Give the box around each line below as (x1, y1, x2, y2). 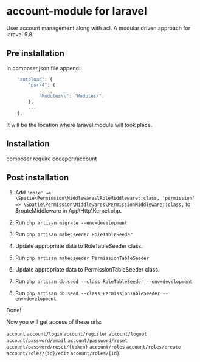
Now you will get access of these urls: (6, 318, 102, 326)
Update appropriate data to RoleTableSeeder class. (15, 242, 143, 250)
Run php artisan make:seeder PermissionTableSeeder (15, 254, 150, 261)
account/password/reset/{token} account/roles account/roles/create (6, 344, 181, 350)
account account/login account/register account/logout (6, 331, 147, 337)
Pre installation (6, 49, 65, 59)
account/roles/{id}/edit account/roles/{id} (6, 350, 120, 357)
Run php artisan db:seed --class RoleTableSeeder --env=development (15, 278, 193, 285)
